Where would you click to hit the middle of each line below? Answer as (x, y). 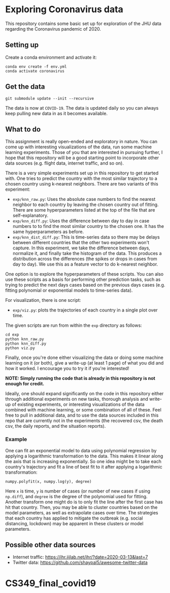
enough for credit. (25, 384)
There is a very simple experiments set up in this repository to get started (82, 173)
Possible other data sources (50, 545)
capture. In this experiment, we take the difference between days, (81, 248)
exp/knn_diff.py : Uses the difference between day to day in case (81, 221)
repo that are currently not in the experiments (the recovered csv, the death (84, 421)
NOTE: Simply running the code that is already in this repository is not (80, 378)
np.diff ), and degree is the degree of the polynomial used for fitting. (77, 496)
